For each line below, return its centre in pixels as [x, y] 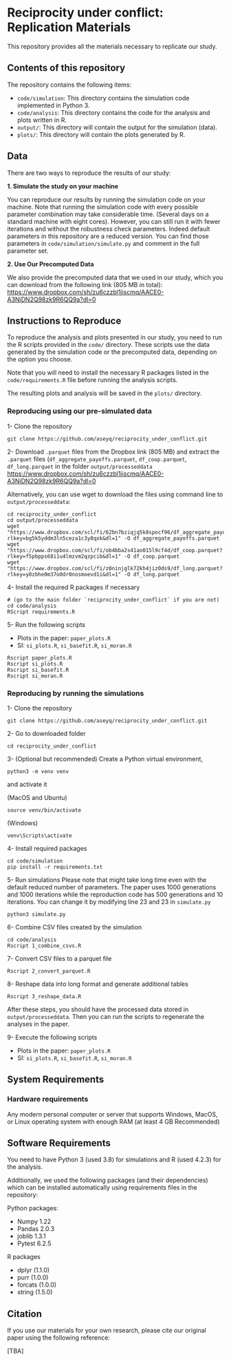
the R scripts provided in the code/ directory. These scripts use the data [108, 345]
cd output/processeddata [43, 520]
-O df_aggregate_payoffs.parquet [172, 538]
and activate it [27, 784]
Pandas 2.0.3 [36, 1229]
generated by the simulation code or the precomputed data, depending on [112, 352]
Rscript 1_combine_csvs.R [44, 946]
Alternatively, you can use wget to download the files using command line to [115, 494]
